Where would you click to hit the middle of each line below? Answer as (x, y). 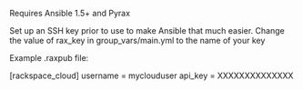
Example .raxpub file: (49, 58)
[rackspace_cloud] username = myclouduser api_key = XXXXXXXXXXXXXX (151, 75)
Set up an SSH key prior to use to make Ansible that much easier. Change (147, 30)
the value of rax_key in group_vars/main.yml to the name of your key (137, 40)
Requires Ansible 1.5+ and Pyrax (70, 13)
